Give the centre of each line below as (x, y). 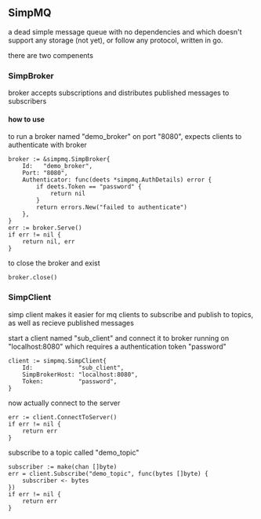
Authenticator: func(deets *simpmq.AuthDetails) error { (117, 180)
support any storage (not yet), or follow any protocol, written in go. (116, 40)
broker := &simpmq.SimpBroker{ (59, 159)
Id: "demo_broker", (57, 166)
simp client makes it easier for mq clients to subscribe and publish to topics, (130, 314)
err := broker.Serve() (45, 228)
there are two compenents (51, 55)
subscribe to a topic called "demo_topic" (74, 452)
